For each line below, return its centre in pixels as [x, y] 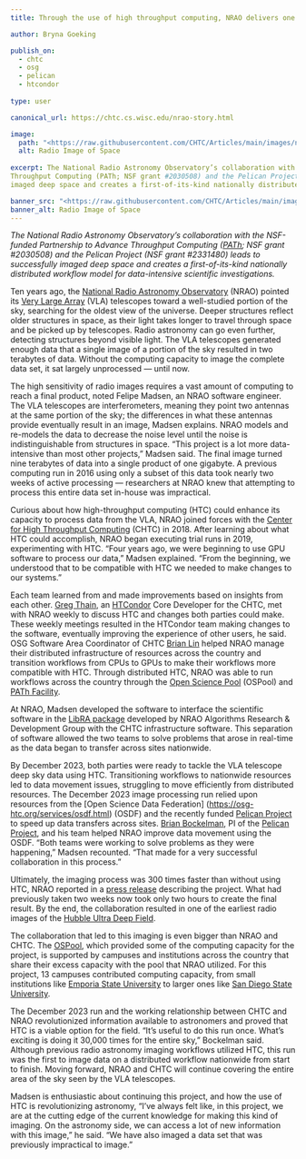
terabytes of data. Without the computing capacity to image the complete [148, 359]
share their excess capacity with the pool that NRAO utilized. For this [138, 965]
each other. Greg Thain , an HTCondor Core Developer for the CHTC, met [146, 605]
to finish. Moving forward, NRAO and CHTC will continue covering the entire [152, 1069]
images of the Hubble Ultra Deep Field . [83, 918]
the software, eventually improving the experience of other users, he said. [148, 634]
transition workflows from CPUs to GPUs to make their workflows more [143, 663]
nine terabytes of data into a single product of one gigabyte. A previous [144, 463]
